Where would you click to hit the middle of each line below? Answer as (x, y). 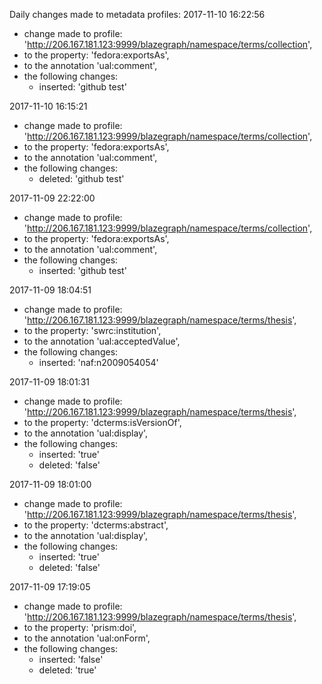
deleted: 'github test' (81, 178)
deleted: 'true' (67, 670)
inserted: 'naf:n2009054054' (98, 362)
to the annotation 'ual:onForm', (87, 638)
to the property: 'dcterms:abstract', (96, 525)
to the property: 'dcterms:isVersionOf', (102, 422)
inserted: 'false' (71, 659)
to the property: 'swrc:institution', (92, 330)
